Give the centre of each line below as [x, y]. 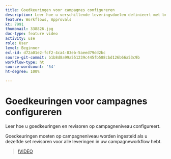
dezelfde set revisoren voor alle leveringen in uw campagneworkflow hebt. [83, 141]
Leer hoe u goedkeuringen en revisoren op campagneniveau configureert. [83, 126]
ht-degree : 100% [22, 72]
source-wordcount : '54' [31, 67]
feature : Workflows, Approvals [38, 19]
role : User [17, 43]
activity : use [20, 39]
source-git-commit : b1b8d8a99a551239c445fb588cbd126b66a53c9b [73, 57]
